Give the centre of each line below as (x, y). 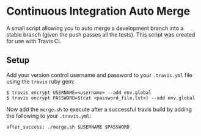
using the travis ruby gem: (41, 81)
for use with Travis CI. (34, 41)
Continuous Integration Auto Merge (98, 11)
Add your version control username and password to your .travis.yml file (99, 75)
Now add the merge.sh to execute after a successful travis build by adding (99, 109)
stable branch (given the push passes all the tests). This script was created (101, 34)
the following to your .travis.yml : (49, 116)
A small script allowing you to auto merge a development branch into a (95, 28)
